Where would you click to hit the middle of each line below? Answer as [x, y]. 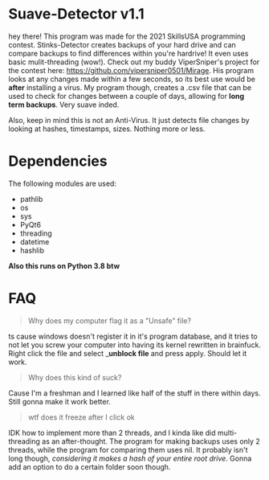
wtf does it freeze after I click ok [81, 417]
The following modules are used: [62, 183]
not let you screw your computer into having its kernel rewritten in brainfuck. [135, 345]
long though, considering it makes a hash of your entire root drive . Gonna [130, 458]
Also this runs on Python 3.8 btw [64, 265]
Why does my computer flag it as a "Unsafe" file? [109, 320]
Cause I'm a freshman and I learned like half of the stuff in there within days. [134, 393]
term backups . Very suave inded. [64, 105]
